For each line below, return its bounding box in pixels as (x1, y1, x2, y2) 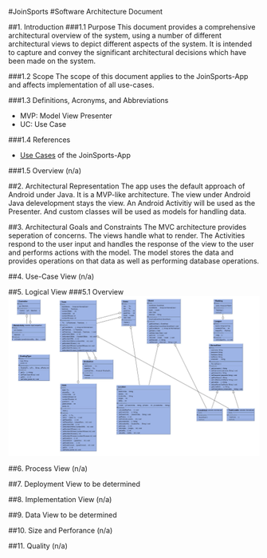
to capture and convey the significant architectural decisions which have (8, 48, 247, 57)
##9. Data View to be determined (8, 510, 117, 520)
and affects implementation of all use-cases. (8, 80, 155, 89)
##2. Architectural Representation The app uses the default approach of (8, 181, 245, 191)
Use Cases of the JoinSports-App (19, 151, 132, 160)
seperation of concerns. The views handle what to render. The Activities (8, 231, 245, 240)
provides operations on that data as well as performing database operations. (8, 256, 260, 266)
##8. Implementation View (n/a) (8, 495, 112, 505)
